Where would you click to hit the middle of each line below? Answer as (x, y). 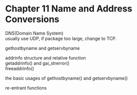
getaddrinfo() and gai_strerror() (37, 63)
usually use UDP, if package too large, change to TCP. (61, 38)
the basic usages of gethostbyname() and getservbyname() (66, 78)
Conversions (32, 19)
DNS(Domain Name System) (34, 33)
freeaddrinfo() (20, 68)
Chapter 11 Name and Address (69, 9)
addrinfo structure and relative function (45, 57)
